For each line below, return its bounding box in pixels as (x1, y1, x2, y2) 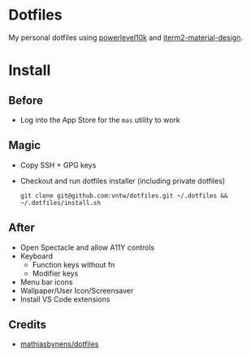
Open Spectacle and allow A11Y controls (19, 242, 155, 252)
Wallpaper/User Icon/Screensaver (19, 285, 134, 295)
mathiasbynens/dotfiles (19, 339, 99, 349)
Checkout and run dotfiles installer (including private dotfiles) (19, 176, 226, 185)
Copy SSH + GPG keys (19, 160, 97, 170)
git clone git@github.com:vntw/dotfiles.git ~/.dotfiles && (19, 191, 228, 200)
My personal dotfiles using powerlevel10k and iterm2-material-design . (8, 33, 244, 42)
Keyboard (19, 250, 54, 261)
